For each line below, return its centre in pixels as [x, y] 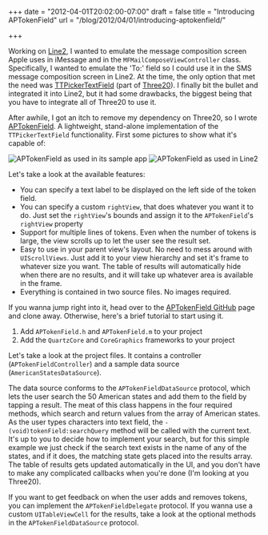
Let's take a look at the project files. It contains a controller [105, 355]
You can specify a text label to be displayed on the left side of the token [138, 190]
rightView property [52, 224]
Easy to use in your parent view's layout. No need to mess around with [136, 249]
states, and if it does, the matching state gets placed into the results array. [131, 456]
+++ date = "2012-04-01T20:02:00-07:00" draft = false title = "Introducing [132, 12]
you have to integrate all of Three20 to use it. [82, 102]
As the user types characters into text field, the [86, 422]
